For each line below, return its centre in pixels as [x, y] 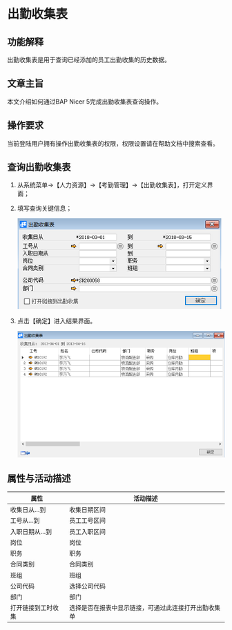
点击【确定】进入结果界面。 [57, 321]
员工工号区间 [87, 521]
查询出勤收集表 [39, 168]
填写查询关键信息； [45, 209]
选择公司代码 [87, 586]
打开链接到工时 [31, 608]
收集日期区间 [87, 510]
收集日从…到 [28, 510]
